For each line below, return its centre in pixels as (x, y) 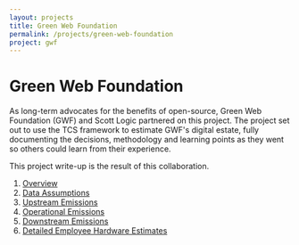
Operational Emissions (63, 212)
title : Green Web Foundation (63, 26)
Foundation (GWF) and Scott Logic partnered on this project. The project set (149, 120)
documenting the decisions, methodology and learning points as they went (146, 140)
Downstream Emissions (65, 221)
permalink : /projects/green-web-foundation (91, 34)
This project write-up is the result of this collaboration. (109, 167)
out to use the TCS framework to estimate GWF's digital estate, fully (134, 130)
